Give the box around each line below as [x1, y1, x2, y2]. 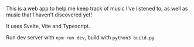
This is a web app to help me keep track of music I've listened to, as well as [6, 5, 188, 12]
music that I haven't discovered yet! [6, 11, 93, 18]
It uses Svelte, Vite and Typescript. [6, 23, 90, 29]
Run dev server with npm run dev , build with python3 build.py [6, 34, 155, 41]
